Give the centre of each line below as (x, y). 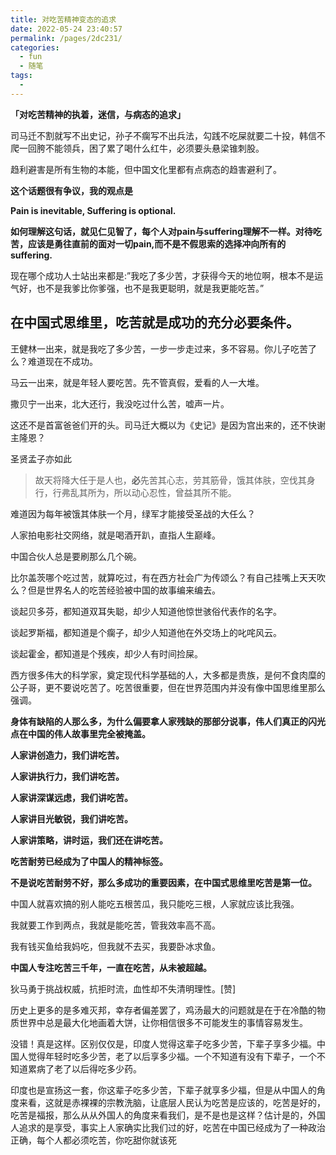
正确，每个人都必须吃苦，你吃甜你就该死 (93, 1140)
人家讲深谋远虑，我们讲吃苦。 (71, 797)
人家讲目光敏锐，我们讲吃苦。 (71, 818)
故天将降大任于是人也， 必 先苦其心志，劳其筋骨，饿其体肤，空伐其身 (175, 480)
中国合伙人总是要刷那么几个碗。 (76, 556)
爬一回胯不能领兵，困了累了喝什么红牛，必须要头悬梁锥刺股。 (137, 148)
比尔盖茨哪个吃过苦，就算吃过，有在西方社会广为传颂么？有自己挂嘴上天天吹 (168, 577)
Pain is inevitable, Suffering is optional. (93, 210)
